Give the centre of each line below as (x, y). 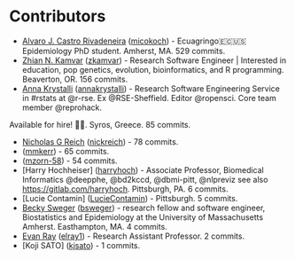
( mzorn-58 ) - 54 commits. (70, 161)
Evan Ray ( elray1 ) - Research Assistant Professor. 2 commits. (133, 236)
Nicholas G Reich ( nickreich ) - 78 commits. (100, 141)
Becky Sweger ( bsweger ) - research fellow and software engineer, (144, 208)
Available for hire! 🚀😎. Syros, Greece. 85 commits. (100, 124)
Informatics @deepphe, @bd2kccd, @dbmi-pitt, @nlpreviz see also (145, 179)
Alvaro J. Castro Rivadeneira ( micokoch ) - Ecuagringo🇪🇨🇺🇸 (134, 41)
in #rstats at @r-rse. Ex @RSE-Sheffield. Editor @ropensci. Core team (149, 98)
